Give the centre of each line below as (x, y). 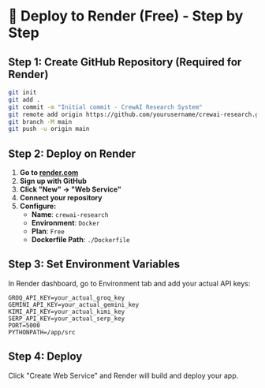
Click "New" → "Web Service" (71, 189)
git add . (24, 99)
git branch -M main (40, 121)
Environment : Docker (65, 223)
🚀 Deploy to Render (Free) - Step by (126, 16)
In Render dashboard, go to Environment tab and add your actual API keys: (129, 283)
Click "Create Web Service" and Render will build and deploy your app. (123, 375)
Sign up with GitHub (53, 181)
